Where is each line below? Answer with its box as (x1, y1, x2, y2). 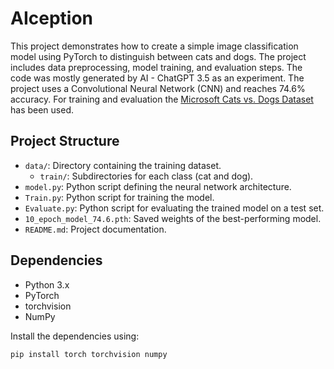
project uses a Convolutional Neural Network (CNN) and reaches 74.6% (10, 82, 306, 94)
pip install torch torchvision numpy (10, 349, 168, 359)
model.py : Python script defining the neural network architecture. (24, 180, 292, 192)
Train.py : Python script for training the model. (24, 191, 215, 203)
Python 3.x (24, 278, 70, 291)
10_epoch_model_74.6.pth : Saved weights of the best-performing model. (24, 212, 322, 224)
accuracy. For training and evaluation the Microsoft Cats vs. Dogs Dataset (10, 93, 314, 105)
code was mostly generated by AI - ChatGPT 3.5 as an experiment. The (10, 72, 305, 84)
